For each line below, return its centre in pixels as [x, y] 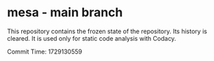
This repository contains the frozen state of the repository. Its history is [107, 31]
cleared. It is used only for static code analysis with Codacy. [92, 38]
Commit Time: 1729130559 [45, 52]
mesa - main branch [65, 13]
